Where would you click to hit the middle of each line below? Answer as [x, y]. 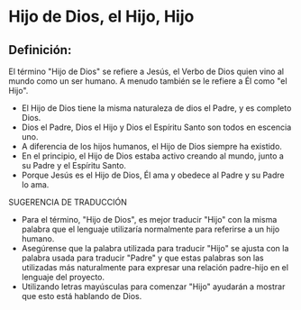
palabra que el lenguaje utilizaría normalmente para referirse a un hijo [150, 229]
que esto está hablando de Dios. [82, 296]
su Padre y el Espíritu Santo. [74, 165]
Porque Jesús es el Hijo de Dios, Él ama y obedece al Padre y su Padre [153, 175]
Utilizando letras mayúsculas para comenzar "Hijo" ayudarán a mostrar [153, 287]
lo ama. [35, 185]
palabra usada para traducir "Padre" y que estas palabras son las [142, 258]
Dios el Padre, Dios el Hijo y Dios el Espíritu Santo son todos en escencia [156, 127]
